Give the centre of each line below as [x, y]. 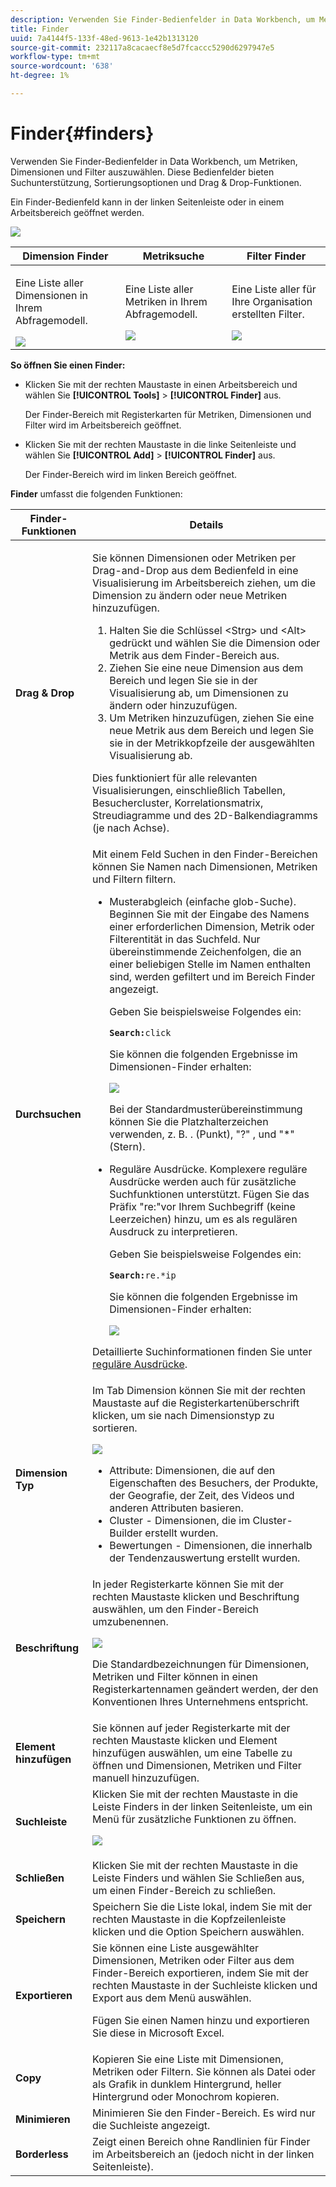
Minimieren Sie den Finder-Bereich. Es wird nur [204, 2113]
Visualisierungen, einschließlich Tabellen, [189, 790]
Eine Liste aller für [274, 289]
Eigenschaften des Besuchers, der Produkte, [214, 1483]
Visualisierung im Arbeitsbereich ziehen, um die [204, 583]
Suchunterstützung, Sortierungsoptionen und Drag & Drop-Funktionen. [156, 182]
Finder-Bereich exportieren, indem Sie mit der [201, 1973]
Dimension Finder [65, 256]
